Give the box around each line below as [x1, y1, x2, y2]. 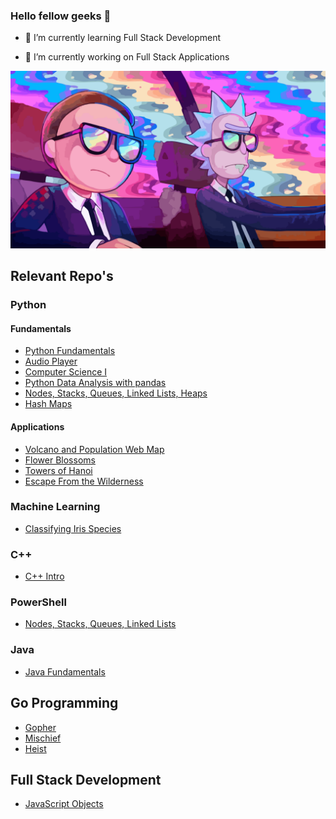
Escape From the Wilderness [24, 475, 144, 487]
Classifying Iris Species [24, 522, 122, 534]
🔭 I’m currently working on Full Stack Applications [24, 51, 230, 63]
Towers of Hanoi [24, 464, 93, 476]
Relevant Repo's [10, 268, 114, 285]
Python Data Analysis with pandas [24, 377, 167, 389]
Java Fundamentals [24, 665, 106, 678]
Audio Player [24, 355, 78, 368]
